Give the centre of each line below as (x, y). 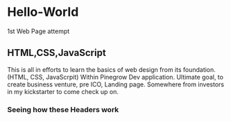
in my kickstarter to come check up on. (63, 91)
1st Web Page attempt (38, 31)
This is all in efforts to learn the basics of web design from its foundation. (112, 69)
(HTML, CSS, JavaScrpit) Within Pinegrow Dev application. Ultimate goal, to (115, 77)
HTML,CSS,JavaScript (57, 53)
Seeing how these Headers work (63, 109)
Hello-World (43, 12)
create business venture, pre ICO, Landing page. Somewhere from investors (115, 84)
